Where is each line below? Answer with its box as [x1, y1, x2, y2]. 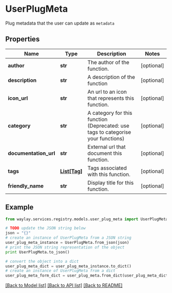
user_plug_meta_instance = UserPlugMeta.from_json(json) [5, 240, 130, 245]
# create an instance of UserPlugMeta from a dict [5, 268, 116, 274]
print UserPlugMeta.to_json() [5, 249, 70, 255]
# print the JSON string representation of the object [5, 244, 125, 250]
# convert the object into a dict [5, 259, 79, 264]
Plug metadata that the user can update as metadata [5, 20, 115, 26]
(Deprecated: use [87, 122, 130, 129]
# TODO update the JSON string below [5, 226, 86, 231]
